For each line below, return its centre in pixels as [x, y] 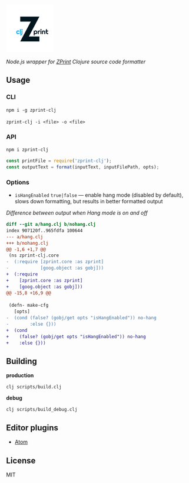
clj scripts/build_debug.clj [42, 410]
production [20, 375]
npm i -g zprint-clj [31, 110]
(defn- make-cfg [29, 306]
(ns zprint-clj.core [34, 255]
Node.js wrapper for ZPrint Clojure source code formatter [76, 61]
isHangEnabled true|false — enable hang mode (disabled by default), [99, 195]
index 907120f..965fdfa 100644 [44, 231]
